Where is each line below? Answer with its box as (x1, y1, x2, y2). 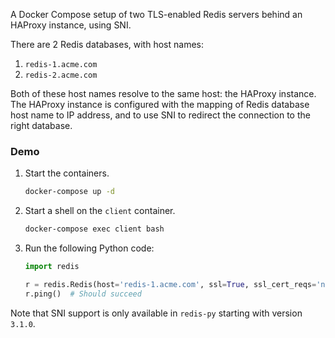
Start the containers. (24, 167, 110, 179)
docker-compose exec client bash (24, 224, 165, 234)
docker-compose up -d (24, 187, 115, 197)
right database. (10, 120, 73, 131)
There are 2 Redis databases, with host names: (10, 39, 204, 50)
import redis (24, 262, 80, 272)
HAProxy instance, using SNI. (10, 19, 132, 31)
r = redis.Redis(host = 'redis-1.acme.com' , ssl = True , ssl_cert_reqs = (24, 279, 317, 289)
